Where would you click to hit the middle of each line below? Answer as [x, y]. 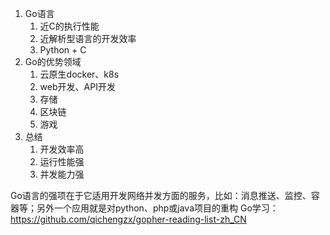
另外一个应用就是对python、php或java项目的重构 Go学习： [157, 208]
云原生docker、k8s [79, 74]
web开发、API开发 [77, 86]
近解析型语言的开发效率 [88, 38]
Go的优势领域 [53, 61]
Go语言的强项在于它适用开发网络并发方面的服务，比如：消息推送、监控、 [161, 195]
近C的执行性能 [69, 26]
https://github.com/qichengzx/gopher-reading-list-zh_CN [128, 219]
